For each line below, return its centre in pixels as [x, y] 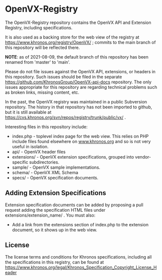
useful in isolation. [30, 146]
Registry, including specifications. [39, 27]
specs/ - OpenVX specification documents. [55, 178]
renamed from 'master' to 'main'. [38, 62]
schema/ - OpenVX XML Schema [45, 172]
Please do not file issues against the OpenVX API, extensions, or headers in [80, 71]
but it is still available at [28, 112]
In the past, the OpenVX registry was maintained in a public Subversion [76, 101]
